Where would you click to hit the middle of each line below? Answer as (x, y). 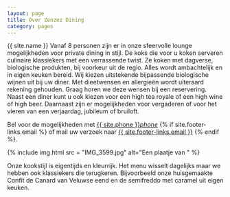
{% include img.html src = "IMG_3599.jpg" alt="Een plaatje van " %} (104, 152)
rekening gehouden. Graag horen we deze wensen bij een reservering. (107, 89)
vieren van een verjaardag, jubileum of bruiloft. (73, 111)
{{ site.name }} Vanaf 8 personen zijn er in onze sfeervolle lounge (100, 46)
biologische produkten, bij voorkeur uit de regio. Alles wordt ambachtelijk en (115, 68)
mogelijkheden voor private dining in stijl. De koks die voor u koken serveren (115, 53)
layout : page (26, 13)
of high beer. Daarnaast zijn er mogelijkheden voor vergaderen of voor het (112, 104)
